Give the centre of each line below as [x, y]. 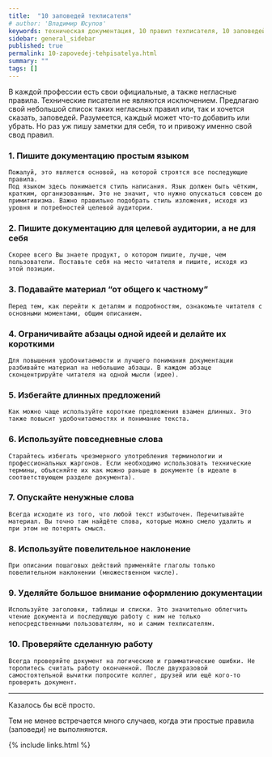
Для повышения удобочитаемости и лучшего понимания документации [121, 360]
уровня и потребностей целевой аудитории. [81, 208]
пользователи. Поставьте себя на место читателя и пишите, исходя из [128, 262]
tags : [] [23, 69]
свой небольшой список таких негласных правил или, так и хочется [126, 108]
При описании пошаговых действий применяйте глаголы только [112, 566]
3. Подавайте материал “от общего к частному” [108, 290]
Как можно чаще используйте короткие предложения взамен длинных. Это [130, 412]
